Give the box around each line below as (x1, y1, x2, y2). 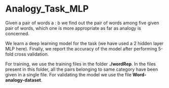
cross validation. (14, 51, 49, 57)
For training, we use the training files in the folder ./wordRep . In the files (5, 61, 156, 67)
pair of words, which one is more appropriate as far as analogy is (5, 25, 141, 31)
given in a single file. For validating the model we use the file (5, 71, 132, 77)
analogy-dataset (5, 77, 42, 83)
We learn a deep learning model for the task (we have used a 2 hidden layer (5, 40, 164, 46)
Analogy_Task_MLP (5, 3, 89, 15)
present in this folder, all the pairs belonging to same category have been (5, 66, 158, 72)
